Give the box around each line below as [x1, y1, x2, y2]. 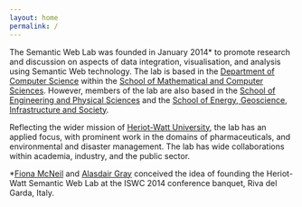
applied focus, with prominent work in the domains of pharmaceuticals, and [9, 131, 291, 142]
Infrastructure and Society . [9, 104, 109, 115]
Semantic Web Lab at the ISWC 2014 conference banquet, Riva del [28, 177, 278, 188]
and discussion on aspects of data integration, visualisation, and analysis [9, 56, 281, 67]
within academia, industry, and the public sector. [9, 150, 191, 161]
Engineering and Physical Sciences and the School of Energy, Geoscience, [9, 94, 288, 105]
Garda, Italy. [9, 187, 54, 198]
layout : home [9, 13, 59, 23]
